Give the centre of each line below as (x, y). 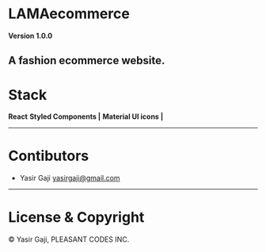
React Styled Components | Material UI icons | (86, 116)
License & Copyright (76, 218)
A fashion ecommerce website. (87, 61)
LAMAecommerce (69, 14)
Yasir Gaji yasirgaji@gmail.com (70, 178)
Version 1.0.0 (30, 36)
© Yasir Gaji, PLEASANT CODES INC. (69, 239)
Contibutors (49, 156)
